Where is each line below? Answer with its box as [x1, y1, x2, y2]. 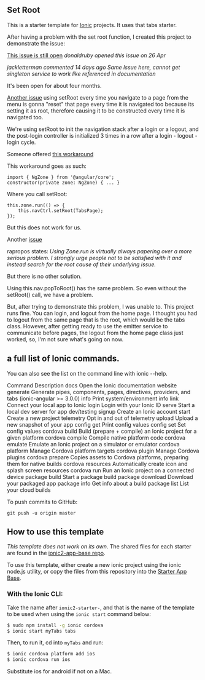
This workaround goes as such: [7, 162, 87, 170]
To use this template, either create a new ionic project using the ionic [7, 561, 182, 569]
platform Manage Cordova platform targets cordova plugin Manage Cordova [7, 447, 199, 454]
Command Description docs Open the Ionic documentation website [7, 381, 177, 389]
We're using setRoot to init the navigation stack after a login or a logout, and [7, 125, 199, 133]
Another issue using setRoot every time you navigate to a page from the [7, 93, 189, 101]
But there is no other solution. [7, 272, 82, 280]
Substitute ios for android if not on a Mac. [7, 668, 112, 675]
